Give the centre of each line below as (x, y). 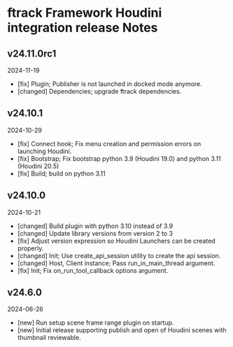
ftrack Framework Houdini (85, 13)
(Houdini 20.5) (38, 166)
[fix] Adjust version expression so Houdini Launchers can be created (116, 241)
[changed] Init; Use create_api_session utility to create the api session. (119, 255)
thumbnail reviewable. (49, 338)
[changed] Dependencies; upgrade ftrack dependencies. (99, 91)
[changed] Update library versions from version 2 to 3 (95, 233)
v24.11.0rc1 (32, 54)
